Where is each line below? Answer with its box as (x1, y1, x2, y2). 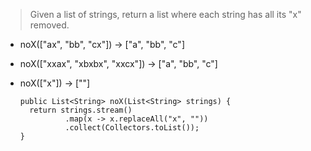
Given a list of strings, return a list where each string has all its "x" (29, 9, 302, 20)
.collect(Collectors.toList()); (64, 123, 200, 133)
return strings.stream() (29, 105, 133, 115)
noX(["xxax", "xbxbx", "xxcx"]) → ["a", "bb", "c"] (19, 58, 218, 69)
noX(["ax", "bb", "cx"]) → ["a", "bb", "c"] (19, 39, 185, 50)
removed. (29, 19, 70, 31)
